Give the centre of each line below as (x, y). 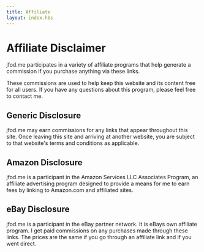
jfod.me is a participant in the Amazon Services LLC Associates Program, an (102, 177)
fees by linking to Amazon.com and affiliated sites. (70, 190)
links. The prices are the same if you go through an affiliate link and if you (99, 237)
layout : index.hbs (30, 18)
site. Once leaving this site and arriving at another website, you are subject (100, 137)
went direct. (21, 243)
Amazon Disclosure (44, 162)
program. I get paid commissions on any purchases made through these (97, 231)
